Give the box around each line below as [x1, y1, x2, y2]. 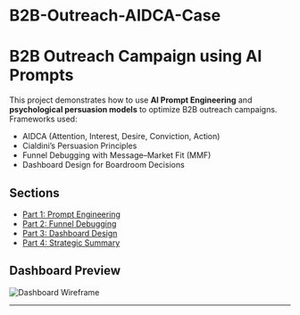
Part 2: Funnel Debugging [21, 218, 117, 228]
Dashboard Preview [9, 263, 121, 278]
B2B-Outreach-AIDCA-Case [9, 5, 221, 26]
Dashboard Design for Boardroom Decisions [21, 160, 185, 170]
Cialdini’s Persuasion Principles [21, 140, 137, 152]
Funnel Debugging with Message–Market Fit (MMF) [21, 150, 212, 161]
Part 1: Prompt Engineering [21, 209, 121, 220]
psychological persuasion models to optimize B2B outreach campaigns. [9, 104, 278, 115]
